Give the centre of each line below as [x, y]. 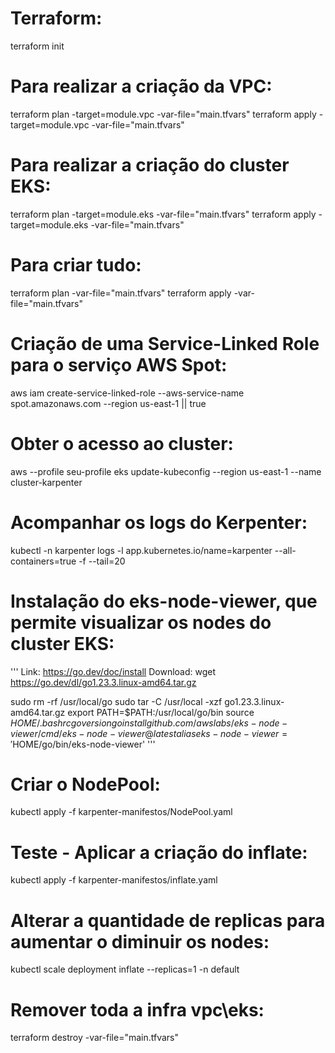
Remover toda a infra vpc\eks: [137, 1009]
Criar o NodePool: [85, 784]
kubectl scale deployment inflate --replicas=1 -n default [125, 969]
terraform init [37, 46]
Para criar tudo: [76, 265]
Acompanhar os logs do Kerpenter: [159, 522]
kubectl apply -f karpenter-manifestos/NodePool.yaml [121, 812]
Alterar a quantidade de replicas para [168, 920]
